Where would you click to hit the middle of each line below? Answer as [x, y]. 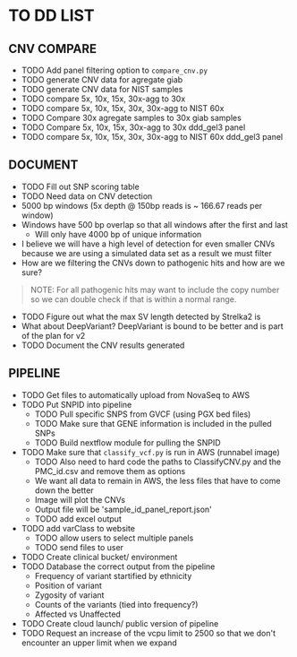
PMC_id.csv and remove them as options [110, 471]
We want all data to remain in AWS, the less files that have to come [157, 480]
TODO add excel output [78, 519]
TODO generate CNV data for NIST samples [102, 89]
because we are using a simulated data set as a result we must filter [146, 253]
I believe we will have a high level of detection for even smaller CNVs [148, 244]
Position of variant [68, 585]
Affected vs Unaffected [78, 614]
